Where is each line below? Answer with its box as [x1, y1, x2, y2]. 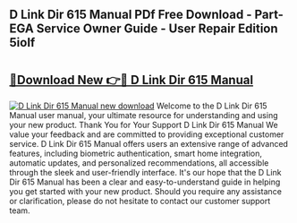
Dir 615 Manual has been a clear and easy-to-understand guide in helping [9, 176, 281, 187]
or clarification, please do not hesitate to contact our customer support [9, 196, 271, 206]
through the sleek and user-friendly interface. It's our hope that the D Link [9, 167, 282, 177]
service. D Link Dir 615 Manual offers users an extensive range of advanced [9, 139, 289, 149]
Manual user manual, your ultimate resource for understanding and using [9, 110, 278, 120]
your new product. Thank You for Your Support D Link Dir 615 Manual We [9, 120, 279, 130]
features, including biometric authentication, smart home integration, [9, 148, 262, 159]
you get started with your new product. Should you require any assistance [9, 186, 282, 196]
